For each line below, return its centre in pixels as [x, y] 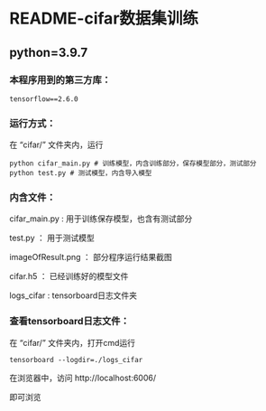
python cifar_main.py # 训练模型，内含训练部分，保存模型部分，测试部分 [133, 163]
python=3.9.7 [49, 52]
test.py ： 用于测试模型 [52, 238]
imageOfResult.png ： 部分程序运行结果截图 [91, 257]
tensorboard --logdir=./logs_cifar [76, 360]
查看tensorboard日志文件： [69, 322]
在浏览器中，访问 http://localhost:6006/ [83, 378]
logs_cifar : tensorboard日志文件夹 [73, 295]
